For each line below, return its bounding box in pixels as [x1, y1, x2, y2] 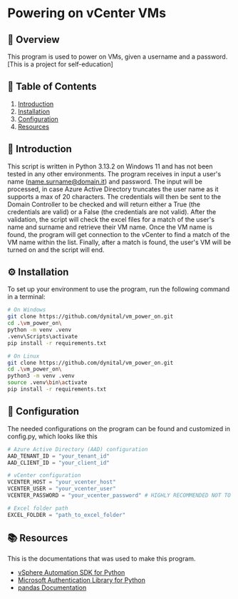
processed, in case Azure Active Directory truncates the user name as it [7, 184, 219, 193]
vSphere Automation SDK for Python [17, 568, 125, 577]
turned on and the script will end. [7, 245, 105, 254]
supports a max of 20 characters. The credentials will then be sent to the [7, 192, 222, 201]
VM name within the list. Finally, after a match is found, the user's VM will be [7, 238, 232, 246]
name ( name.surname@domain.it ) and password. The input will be [7, 177, 203, 186]
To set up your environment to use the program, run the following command [7, 285, 230, 293]
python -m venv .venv [7, 326, 72, 333]
